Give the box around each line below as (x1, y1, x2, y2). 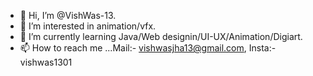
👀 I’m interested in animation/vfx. (19, 20, 157, 32)
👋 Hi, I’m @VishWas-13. (19, 10, 117, 21)
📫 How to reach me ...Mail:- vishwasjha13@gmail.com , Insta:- (19, 42, 277, 54)
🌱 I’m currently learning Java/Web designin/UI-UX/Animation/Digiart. (19, 31, 303, 42)
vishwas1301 (19, 56, 73, 68)
